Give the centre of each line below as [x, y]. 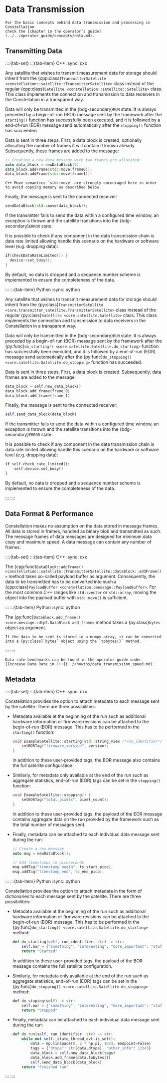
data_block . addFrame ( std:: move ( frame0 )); [49, 169]
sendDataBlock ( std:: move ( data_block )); [47, 206]
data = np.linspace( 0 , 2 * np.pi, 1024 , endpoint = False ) [91, 1044]
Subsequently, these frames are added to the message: [62, 151]
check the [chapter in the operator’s [45, 31]
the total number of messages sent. [49, 825]
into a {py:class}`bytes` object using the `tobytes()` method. [73, 641]
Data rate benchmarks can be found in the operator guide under [73, 660]
